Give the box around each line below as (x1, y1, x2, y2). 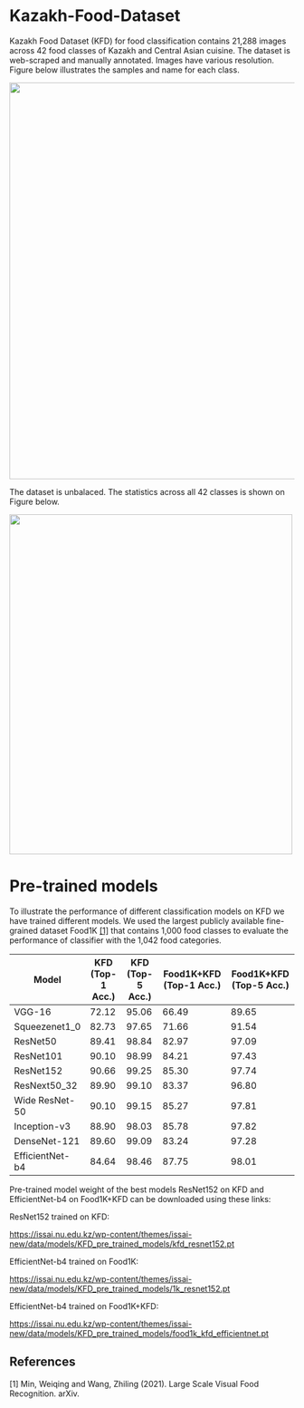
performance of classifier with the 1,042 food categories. (9, 935, 222, 946)
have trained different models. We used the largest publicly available (9, 915, 265, 926)
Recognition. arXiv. (9, 1388, 80, 1399)
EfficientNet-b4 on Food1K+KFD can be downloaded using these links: (9, 1193, 271, 1204)
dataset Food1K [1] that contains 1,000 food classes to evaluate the (40, 925, 290, 936)
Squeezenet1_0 (14, 1020, 81, 1033)
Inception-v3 (14, 1120, 71, 1132)
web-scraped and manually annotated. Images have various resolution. (9, 54, 274, 65)
